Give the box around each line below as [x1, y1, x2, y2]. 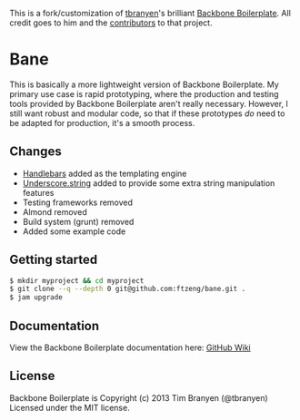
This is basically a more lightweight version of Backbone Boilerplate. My [9, 79, 279, 90]
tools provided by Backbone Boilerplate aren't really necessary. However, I [9, 98, 289, 109]
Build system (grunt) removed [22, 216, 135, 227]
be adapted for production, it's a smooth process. [9, 117, 195, 128]
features [22, 187, 55, 198]
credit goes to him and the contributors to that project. [9, 17, 213, 28]
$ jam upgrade [9, 293, 64, 302]
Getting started [9, 252, 98, 268]
